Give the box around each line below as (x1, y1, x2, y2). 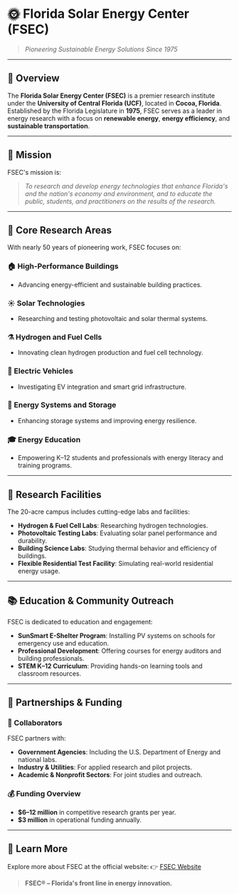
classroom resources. (17, 669, 82, 678)
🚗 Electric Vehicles (7, 366, 73, 376)
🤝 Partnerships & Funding (7, 696, 122, 708)
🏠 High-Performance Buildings (7, 261, 119, 271)
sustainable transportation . (7, 121, 90, 130)
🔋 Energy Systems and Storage (7, 400, 117, 410)
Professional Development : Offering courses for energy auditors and (17, 646, 222, 655)
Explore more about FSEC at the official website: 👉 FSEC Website (7, 862, 201, 870)
